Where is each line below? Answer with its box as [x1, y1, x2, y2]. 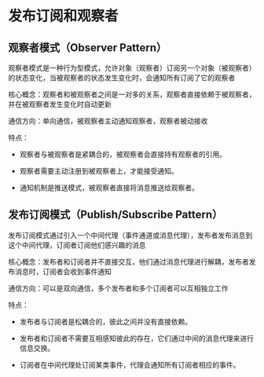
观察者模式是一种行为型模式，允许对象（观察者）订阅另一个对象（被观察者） [8, 64, 256, 72]
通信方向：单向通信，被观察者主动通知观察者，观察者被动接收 [8, 116, 208, 126]
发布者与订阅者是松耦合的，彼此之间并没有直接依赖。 [19, 317, 192, 326]
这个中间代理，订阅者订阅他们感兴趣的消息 [8, 240, 146, 250]
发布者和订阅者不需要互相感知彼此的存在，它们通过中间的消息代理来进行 [19, 333, 254, 342]
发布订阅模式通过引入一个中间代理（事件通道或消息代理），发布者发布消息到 [8, 230, 253, 240]
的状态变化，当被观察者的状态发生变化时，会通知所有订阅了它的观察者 [8, 73, 236, 82]
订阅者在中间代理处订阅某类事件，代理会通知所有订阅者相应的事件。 [19, 360, 240, 369]
